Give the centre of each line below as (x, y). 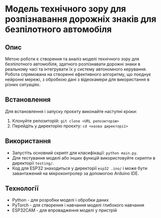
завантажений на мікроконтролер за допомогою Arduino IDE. (75, 173)
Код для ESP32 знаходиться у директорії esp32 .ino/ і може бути (80, 168)
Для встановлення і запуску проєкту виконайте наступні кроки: (71, 111)
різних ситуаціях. (23, 85)
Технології (22, 189)
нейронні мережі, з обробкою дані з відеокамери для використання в (77, 79)
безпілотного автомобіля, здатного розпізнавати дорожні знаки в (73, 64)
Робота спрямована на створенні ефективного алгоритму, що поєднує (78, 74)
